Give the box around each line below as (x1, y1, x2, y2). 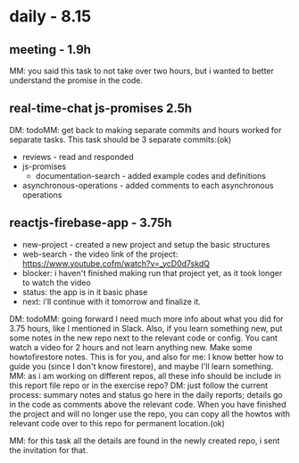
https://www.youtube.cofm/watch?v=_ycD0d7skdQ (21, 257, 211, 269)
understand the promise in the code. (9, 75, 144, 86)
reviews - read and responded (21, 151, 134, 162)
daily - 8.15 (9, 6, 92, 27)
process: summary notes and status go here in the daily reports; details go (9, 389, 283, 400)
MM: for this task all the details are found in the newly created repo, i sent (9, 435, 280, 446)
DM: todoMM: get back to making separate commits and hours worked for (9, 124, 282, 135)
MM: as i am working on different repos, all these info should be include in (9, 370, 281, 381)
